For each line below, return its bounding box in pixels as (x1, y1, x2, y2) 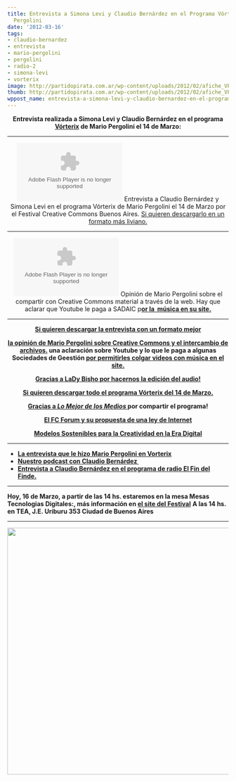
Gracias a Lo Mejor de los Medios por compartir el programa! (27, 402, 209, 410)
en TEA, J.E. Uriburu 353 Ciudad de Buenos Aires (7, 507, 154, 515)
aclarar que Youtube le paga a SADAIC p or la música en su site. (24, 305, 212, 313)
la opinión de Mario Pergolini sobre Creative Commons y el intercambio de (8, 339, 228, 347)
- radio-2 (7, 63, 37, 70)
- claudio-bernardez (7, 37, 68, 44)
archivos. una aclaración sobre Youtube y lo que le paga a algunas (20, 346, 216, 354)
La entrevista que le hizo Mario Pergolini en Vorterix (17, 450, 172, 458)
